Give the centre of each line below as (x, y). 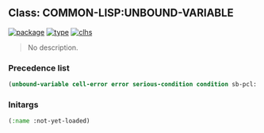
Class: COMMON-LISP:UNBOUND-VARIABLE (121, 13)
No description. (53, 47)
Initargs (23, 104)
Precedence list (39, 68)
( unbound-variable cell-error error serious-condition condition (118, 85)
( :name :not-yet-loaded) (49, 121)
